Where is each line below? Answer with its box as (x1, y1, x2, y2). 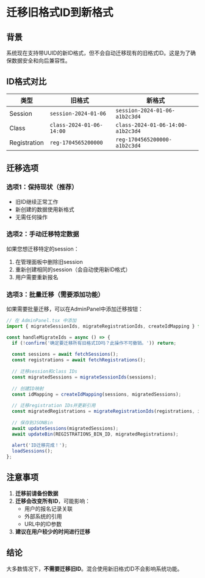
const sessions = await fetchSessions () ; (12, 351, 119, 358)
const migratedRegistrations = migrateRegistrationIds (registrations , (12, 408, 195, 415)
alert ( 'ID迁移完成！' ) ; (12, 442, 68, 449)
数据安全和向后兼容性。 (11, 57, 71, 64)
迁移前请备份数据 (15, 489, 59, 497)
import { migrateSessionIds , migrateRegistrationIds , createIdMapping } (6, 323, 195, 329)
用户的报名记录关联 (24, 505, 73, 512)
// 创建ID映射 (12, 385, 44, 392)
